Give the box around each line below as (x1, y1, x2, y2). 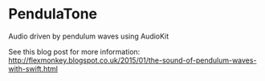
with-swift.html (8, 63, 59, 73)
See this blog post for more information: (8, 47, 141, 56)
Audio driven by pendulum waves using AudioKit (8, 31, 169, 41)
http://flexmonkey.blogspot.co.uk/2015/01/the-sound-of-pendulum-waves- (8, 55, 257, 65)
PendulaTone (8, 5, 98, 23)
